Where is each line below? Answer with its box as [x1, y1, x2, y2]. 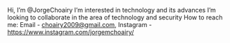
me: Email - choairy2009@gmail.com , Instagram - [7, 21, 153, 28]
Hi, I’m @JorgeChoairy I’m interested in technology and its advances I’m [7, 6, 217, 14]
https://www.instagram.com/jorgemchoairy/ [7, 28, 134, 36]
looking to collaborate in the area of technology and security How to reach [7, 13, 223, 21]
